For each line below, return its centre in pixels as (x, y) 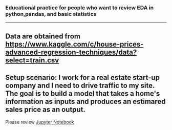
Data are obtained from (43, 36)
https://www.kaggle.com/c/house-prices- (74, 44)
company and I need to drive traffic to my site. (80, 86)
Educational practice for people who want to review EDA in (80, 8)
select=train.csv (32, 60)
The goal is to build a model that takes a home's (83, 94)
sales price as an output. (46, 110)
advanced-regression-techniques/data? (71, 52)
